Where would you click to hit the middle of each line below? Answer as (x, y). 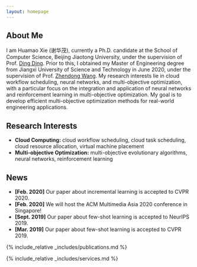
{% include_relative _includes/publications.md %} (67, 247)
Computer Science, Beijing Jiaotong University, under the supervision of (94, 57)
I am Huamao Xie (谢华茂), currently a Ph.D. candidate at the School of (92, 50)
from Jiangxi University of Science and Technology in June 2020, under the (98, 70)
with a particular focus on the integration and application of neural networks (99, 89)
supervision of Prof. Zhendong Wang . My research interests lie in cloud (93, 76)
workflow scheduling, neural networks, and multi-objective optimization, (94, 82)
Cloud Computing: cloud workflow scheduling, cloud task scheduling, (100, 140)
